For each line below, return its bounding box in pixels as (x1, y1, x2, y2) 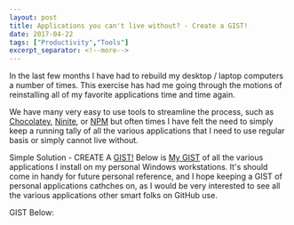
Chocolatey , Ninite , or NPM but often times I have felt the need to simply (9, 117, 274, 127)
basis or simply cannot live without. (9, 135, 139, 146)
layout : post (9, 12, 58, 22)
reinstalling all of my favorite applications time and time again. (9, 90, 235, 100)
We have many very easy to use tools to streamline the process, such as (9, 107, 274, 117)
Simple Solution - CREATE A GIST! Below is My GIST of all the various (9, 152, 264, 163)
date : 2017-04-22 (9, 29, 74, 38)
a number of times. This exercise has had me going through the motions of (9, 80, 282, 91)
